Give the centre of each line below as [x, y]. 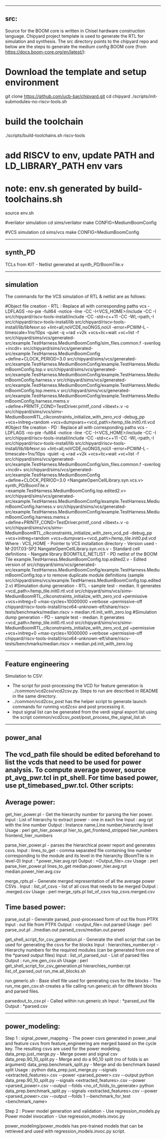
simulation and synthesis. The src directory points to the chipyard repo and [82, 41]
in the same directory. [34, 696]
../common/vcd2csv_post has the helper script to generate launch [79, 702]
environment [32, 82]
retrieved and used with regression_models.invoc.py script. [65, 1131]
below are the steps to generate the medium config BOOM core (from [76, 46]
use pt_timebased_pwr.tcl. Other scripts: [69, 786]
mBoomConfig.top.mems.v [32, 391]
